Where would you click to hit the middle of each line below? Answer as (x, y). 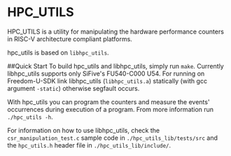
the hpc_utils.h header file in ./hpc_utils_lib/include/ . (89, 145)
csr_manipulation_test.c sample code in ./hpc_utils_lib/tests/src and (113, 138)
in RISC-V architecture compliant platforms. (70, 38)
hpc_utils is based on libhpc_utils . (58, 52)
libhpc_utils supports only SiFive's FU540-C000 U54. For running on (106, 73)
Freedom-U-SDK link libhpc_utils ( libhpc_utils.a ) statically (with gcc (107, 80)
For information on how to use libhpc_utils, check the (83, 130)
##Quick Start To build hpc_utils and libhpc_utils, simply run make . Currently (115, 66)
